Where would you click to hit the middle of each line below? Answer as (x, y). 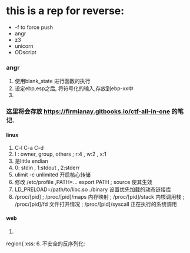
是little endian (31, 161)
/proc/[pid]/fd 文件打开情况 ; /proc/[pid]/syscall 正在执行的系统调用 (96, 204)
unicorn (24, 46)
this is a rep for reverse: (65, 11)
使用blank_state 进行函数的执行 (52, 81)
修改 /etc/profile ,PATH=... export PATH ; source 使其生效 (84, 182)
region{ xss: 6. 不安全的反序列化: (46, 244)
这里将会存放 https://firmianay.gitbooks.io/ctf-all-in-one (88, 111)
